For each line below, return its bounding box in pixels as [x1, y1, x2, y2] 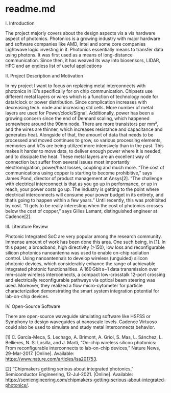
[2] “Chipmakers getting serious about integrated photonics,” [5, 365, 134, 372]
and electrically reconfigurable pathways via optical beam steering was [5, 277, 156, 283]
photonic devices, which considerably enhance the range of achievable [5, 260, 156, 267]
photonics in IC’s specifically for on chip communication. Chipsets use [5, 88, 153, 94]
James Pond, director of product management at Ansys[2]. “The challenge [5, 175, 162, 181]
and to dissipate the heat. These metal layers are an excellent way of [5, 153, 150, 160]
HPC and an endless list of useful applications [5, 63, 102, 69]
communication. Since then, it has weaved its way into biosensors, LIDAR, [5, 57, 161, 63]
